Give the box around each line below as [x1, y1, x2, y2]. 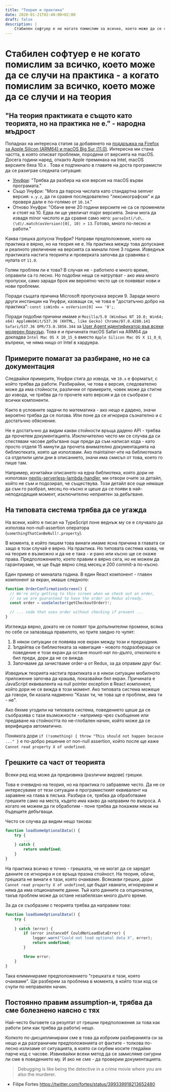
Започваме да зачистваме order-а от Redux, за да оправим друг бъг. [12, 660, 162, 666]
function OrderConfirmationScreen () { [5, 586, 87, 591]
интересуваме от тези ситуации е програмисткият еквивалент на [5, 786, 148, 793]
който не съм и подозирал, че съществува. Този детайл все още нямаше [5, 480, 164, 486]
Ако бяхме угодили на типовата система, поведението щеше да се [5, 707, 151, 712]
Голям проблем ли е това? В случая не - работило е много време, [5, 267, 149, 273]
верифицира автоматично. [5, 723, 63, 729]
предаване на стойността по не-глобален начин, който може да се [5, 718, 151, 724]
